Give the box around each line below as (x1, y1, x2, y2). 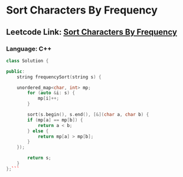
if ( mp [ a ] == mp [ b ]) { (27, 117, 83, 123)
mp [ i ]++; (37, 95, 60, 102)
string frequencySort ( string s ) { (17, 74, 102, 80)
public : (6, 68, 25, 74)
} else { (27, 128, 49, 134)
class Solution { (6, 58, 49, 64)
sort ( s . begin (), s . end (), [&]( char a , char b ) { (27, 112, 149, 118)
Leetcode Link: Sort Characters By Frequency (6, 27, 177, 37)
